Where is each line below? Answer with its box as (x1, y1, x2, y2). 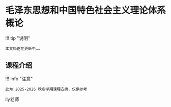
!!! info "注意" (5, 76, 33, 82)
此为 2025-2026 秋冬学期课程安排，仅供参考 (5, 87, 88, 92)
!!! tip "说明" (5, 35, 31, 41)
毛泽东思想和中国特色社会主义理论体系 (5, 5, 166, 16)
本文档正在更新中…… (5, 46, 41, 51)
